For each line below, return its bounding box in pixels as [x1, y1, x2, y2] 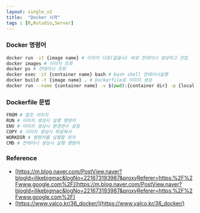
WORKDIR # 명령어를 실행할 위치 [6, 134, 76, 140]
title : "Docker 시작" [6, 14, 61, 20]
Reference [6, 154, 37, 163]
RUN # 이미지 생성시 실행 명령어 [6, 118, 76, 124]
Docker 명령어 [6, 41, 47, 49]
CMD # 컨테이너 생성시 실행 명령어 [6, 140, 80, 146]
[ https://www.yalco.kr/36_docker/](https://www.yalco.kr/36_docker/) [14, 199, 185, 207]
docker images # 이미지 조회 [6, 61, 73, 67]
